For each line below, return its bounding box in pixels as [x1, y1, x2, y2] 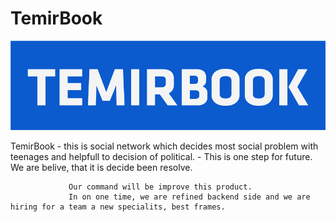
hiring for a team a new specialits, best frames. [10, 202, 226, 212]
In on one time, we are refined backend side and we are [68, 192, 311, 202]
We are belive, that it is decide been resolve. [10, 161, 193, 173]
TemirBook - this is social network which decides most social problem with [10, 140, 319, 152]
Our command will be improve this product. [68, 182, 253, 192]
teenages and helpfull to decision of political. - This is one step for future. [10, 150, 313, 162]
